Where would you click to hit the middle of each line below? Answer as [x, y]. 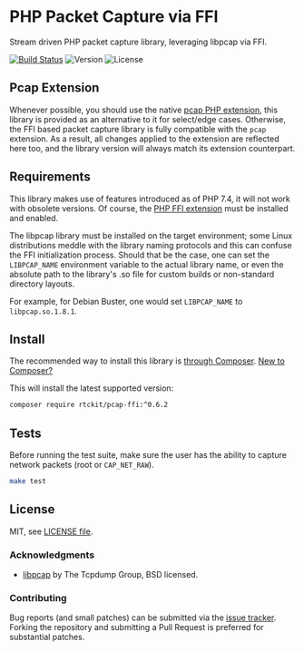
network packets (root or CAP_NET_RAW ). [82, 465]
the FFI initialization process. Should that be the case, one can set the [140, 255]
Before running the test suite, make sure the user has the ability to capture [148, 455]
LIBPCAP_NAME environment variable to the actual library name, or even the [147, 264]
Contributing [38, 598]
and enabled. [34, 218]
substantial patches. [47, 637]
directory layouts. [42, 284]
